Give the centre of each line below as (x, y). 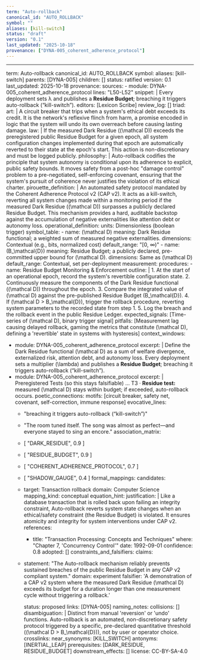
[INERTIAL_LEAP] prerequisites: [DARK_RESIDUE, (84, 644)
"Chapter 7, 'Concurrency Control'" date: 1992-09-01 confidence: (113, 545)
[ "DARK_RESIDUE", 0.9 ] (54, 443)
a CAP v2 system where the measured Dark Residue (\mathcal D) (104, 582)
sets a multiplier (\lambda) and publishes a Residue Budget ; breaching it (104, 364)
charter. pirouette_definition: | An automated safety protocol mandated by (96, 187)
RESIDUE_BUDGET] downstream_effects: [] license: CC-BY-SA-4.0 (106, 651)
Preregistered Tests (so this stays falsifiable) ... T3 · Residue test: (95, 383)
